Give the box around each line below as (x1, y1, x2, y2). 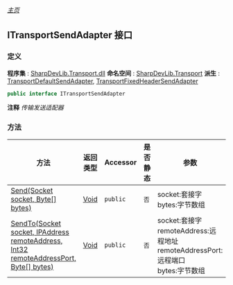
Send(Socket (10, 185, 53, 195)
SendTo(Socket (10, 218, 61, 228)
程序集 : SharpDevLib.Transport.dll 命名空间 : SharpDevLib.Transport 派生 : (7, 69, 221, 77)
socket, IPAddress (10, 227, 69, 236)
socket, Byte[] (10, 194, 57, 204)
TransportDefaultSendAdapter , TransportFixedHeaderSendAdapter (7, 76, 199, 85)
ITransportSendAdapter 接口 (7, 29, 133, 41)
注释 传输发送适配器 (7, 103, 64, 112)
